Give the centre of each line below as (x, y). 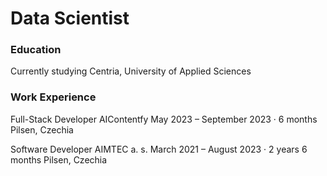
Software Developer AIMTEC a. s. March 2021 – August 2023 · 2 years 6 (159, 149)
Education (36, 50)
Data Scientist (70, 18)
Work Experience (53, 97)
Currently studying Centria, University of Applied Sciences (131, 71)
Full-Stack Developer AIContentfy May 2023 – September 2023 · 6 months (164, 119)
